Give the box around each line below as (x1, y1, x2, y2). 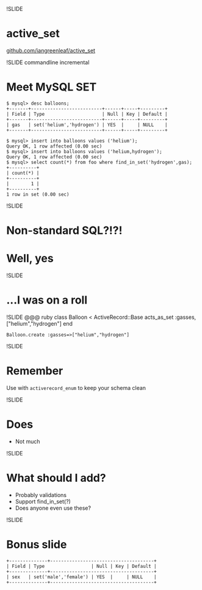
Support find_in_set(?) (15, 498, 71, 505)
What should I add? (6, 471, 106, 485)
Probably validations (15, 491, 67, 498)
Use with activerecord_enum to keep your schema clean (6, 384, 146, 391)
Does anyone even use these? (15, 504, 92, 512)
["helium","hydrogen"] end (6, 319, 73, 327)
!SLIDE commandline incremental (6, 58, 90, 66)
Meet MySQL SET (6, 80, 97, 94)
